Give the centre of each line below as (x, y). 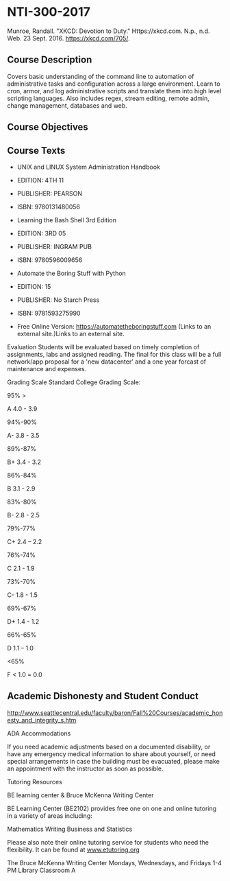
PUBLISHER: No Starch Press (58, 300)
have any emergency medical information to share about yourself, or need (111, 754)
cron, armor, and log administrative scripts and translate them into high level (114, 91)
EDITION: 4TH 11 (40, 180)
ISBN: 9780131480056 (49, 207)
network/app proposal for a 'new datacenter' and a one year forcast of (107, 362)
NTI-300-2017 (49, 12)
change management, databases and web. (67, 105)
